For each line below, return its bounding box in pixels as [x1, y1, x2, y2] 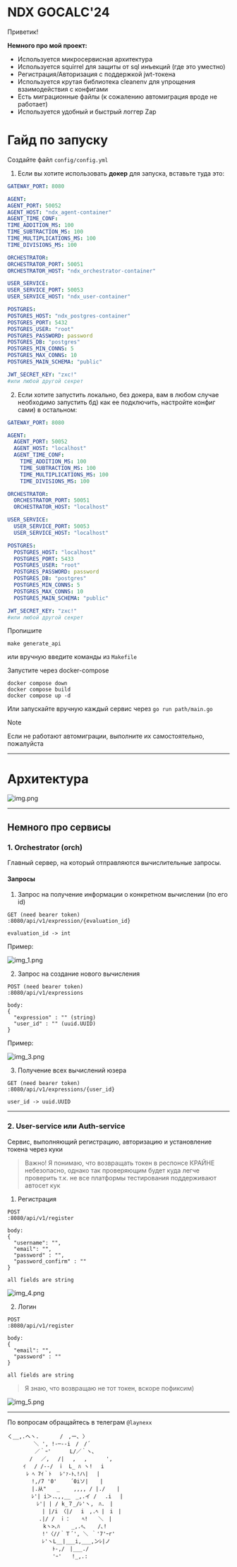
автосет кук [24, 1181, 61, 1190]
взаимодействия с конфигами [17, 85, 109, 93]
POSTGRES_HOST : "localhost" [13, 548, 97, 556]
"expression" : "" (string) [13, 1014, 97, 1022]
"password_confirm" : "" [13, 1257, 87, 1265]
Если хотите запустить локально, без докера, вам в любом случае [17, 390, 219, 399]
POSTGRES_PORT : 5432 [7, 319, 68, 326]
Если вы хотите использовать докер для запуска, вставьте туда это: [17, 169, 224, 177]
